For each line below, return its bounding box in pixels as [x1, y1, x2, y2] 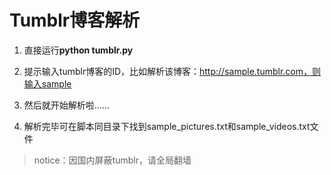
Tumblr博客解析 [9, 9, 141, 32]
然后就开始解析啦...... [23, 99, 110, 111]
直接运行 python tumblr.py [23, 44, 134, 56]
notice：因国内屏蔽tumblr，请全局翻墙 [33, 154, 192, 166]
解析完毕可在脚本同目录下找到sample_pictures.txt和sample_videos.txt [23, 120, 311, 132]
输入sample [23, 77, 72, 90]
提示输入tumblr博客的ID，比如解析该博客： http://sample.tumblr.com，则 [23, 65, 321, 77]
